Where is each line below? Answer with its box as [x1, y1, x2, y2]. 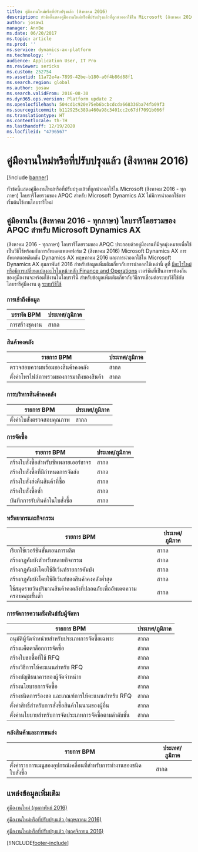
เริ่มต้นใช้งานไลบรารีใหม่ [6, 198, 53, 206]
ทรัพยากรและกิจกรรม [6, 514, 55, 522]
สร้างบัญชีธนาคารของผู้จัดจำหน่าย [9, 673, 82, 681]
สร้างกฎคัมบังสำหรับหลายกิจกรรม [9, 556, 83, 564]
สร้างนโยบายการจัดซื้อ [9, 682, 58, 690]
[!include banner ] [6, 174, 49, 181]
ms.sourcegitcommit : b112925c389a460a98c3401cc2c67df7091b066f [6, 107, 165, 113]
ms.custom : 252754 [6, 69, 52, 75]
